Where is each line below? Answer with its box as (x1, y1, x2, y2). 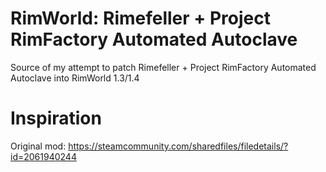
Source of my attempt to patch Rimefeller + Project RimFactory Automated (10, 61, 317, 73)
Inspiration (10, 107, 102, 130)
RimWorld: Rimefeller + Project (10, 7, 271, 30)
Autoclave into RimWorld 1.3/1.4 (10, 72, 140, 84)
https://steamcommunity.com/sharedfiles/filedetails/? (68, 140, 289, 152)
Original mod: (10, 140, 67, 152)
